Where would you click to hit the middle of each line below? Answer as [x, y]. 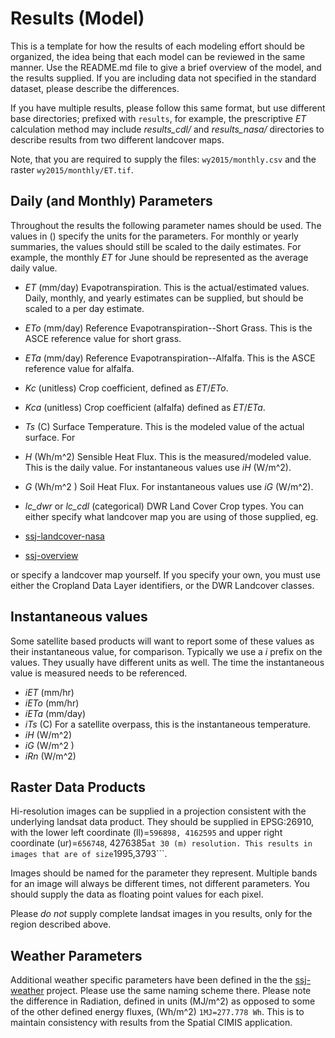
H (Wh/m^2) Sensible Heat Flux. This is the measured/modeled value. [168, 456]
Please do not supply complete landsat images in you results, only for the [161, 914]
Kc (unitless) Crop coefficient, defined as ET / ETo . [126, 388]
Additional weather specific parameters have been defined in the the [151, 980]
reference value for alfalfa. [79, 368]
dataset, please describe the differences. [95, 88]
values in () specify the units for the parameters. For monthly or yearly [154, 236]
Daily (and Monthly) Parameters [111, 201]
